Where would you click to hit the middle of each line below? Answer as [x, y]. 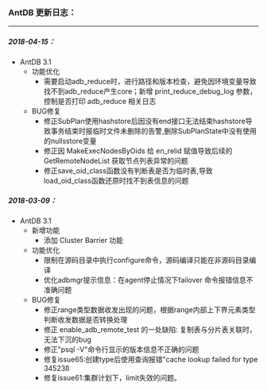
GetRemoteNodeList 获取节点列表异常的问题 [116, 161]
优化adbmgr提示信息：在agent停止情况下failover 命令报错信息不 [148, 280]
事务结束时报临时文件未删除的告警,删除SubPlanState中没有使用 [153, 131]
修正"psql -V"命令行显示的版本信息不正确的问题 [121, 349]
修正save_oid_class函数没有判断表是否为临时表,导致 [128, 171]
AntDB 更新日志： [43, 12]
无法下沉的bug [67, 340]
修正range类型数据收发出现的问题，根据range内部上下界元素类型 [149, 310]
